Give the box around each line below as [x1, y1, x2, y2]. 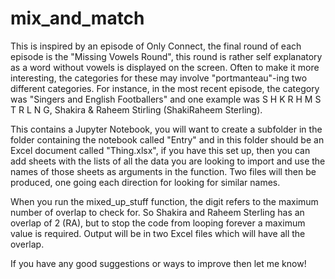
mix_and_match [10, 7, 145, 30]
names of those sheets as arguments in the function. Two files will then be [10, 165, 317, 177]
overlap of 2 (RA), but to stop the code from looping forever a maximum [10, 217, 306, 229]
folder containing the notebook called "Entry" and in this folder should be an [10, 133, 325, 146]
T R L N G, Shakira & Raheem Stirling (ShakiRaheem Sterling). [10, 103, 263, 116]
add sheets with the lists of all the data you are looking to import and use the [10, 155, 326, 167]
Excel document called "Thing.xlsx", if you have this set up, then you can [10, 144, 311, 156]
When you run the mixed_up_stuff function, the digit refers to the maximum [10, 195, 319, 207]
